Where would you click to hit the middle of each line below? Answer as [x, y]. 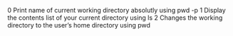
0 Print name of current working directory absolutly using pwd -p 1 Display [116, 10]
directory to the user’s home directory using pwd [79, 25]
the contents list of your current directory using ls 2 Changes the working [115, 18]
